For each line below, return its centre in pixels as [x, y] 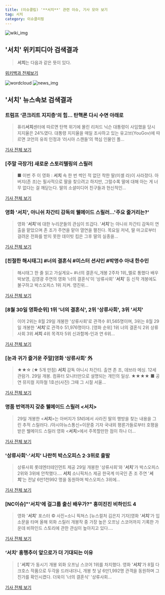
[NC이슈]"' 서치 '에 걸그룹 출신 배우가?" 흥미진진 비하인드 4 [71, 504]
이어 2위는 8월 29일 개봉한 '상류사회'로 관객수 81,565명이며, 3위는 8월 [85, 321]
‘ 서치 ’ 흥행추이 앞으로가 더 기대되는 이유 [49, 553]
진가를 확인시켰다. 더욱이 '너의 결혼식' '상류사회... [64, 577]
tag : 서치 [14, 14]
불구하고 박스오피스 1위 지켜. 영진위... [53, 285]
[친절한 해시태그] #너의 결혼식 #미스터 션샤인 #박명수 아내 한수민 [77, 261]
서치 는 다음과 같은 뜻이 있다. [44, 63]
